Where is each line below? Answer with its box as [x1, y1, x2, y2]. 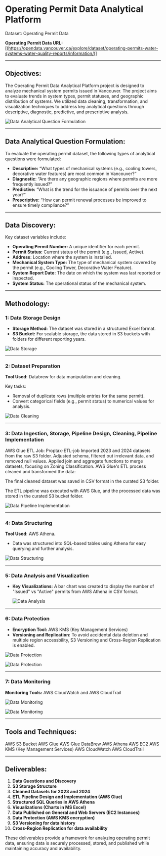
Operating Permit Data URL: [5, 40, 63, 45]
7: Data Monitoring [5, 678, 51, 685]
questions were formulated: [5, 156, 61, 162]
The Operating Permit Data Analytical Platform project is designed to [5, 83, 145, 89]
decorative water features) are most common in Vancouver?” [12, 171, 137, 177]
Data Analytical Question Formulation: [5, 137, 125, 146]
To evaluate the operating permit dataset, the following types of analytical [5, 150, 156, 156]
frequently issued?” [12, 181, 52, 187]
